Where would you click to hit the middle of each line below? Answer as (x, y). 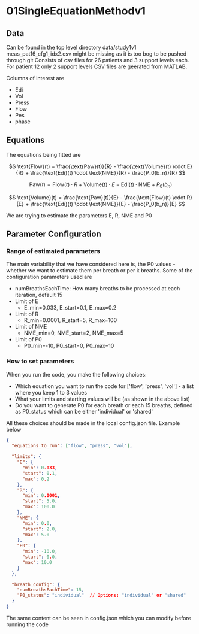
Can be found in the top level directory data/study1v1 (71, 47)
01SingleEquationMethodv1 (76, 11)
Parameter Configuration (54, 234)
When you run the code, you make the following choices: (76, 374)
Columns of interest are (35, 78)
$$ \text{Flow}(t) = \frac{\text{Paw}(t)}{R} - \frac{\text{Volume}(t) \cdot (97, 166)
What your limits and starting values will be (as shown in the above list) (102, 399)
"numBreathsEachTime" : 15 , (51, 590)
